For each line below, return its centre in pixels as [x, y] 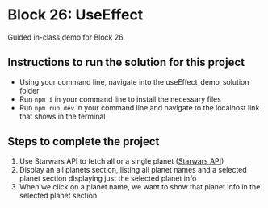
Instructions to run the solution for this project [126, 62]
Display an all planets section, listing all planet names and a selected [133, 169]
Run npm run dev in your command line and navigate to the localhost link [139, 107]
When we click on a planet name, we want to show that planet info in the [140, 186]
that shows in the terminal [62, 116]
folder [29, 90]
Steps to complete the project [84, 141]
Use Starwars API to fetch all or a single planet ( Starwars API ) [121, 161]
